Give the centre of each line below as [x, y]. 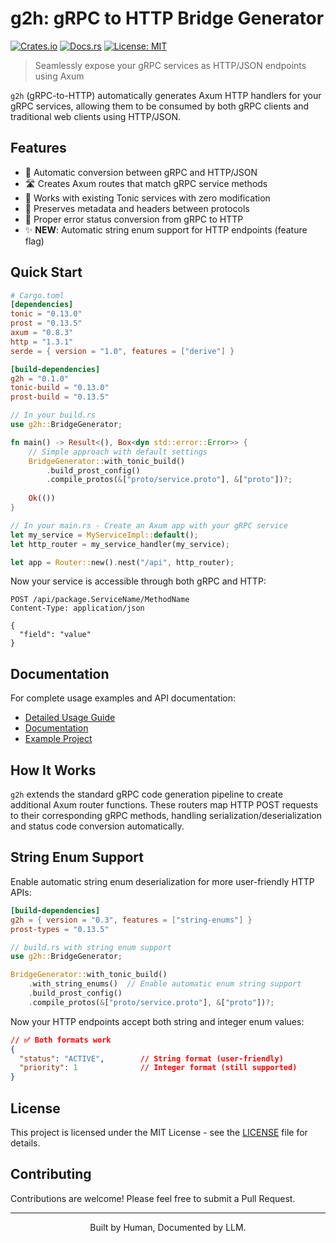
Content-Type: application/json [77, 608]
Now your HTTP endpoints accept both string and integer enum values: [157, 1021]
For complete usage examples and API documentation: [123, 698]
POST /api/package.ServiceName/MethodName [100, 600]
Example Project [58, 739]
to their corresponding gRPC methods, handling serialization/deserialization [166, 816]
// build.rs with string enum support [91, 947]
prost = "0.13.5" [46, 323]
